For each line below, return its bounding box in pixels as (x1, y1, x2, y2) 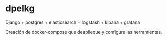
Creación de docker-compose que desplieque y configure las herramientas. (5, 29, 162, 35)
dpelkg (5, 3, 35, 14)
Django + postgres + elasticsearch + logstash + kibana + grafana (5, 19, 140, 25)
